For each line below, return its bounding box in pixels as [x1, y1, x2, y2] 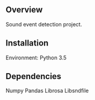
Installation [5, 38, 49, 49]
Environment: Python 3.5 [5, 54, 67, 61]
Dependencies [5, 71, 61, 81]
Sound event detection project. [5, 20, 82, 28]
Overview [5, 5, 43, 15]
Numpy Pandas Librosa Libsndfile [5, 87, 89, 95]
